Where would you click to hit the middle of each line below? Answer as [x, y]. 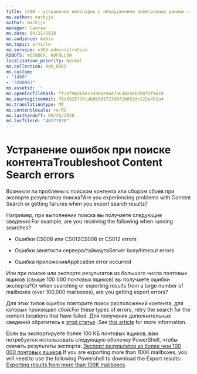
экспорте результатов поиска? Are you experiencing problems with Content [98, 198]
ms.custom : [19, 72]
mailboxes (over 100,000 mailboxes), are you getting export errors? [87, 292]
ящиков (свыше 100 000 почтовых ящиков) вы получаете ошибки [88, 279]
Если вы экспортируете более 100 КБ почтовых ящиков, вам [82, 333]
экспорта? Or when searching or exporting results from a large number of [95, 286]
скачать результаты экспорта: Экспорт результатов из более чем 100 [94, 346]
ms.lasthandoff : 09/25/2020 [40, 115]
